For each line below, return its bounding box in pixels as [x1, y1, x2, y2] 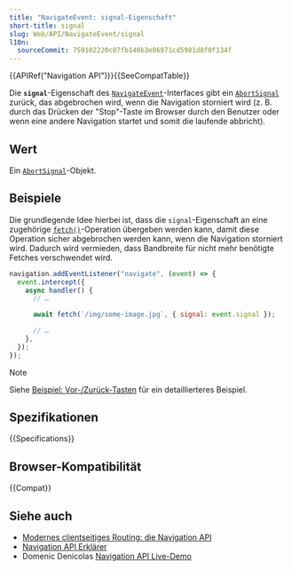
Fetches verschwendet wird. [9, 252, 114, 263]
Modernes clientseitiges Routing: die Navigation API [21, 532, 212, 542]
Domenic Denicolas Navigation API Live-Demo [21, 551, 193, 562]
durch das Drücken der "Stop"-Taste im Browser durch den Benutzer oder [9, 107, 280, 117]
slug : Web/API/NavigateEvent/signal [9, 29, 145, 38]
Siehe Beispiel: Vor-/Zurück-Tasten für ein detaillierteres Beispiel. [9, 384, 248, 395]
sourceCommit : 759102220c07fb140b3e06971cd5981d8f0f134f [17, 46, 233, 55]
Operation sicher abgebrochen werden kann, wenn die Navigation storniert [9, 233, 283, 244]
